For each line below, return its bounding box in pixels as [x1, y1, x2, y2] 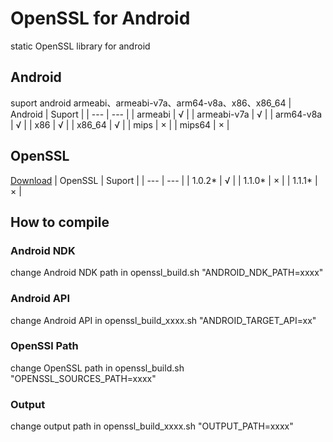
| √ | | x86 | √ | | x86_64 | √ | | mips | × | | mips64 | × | [10, 118, 230, 131]
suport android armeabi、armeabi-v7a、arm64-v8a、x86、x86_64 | [10, 97, 292, 109]
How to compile [10, 213, 110, 231]
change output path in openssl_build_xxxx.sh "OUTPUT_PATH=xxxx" [10, 420, 294, 432]
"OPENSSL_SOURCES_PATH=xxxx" [10, 372, 157, 384]
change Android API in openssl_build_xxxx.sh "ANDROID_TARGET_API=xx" [10, 314, 317, 326]
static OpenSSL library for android [10, 40, 151, 52]
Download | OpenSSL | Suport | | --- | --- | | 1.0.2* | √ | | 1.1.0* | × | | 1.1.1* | [10, 174, 318, 186]
